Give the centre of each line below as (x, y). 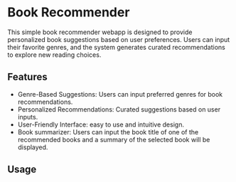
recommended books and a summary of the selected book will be (114, 139)
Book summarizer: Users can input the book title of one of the (108, 132)
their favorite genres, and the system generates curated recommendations (116, 47)
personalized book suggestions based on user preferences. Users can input (119, 39)
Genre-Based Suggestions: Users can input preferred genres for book (120, 94)
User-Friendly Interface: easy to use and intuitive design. (101, 124)
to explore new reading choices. (54, 55)
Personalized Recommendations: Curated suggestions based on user (119, 109)
